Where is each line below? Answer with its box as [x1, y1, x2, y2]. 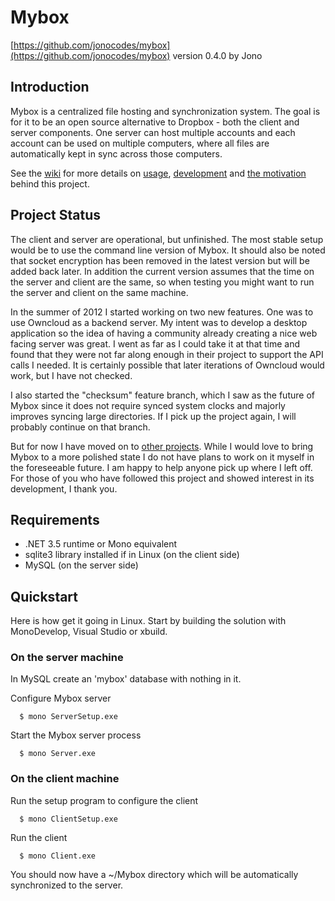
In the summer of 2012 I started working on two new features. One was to [10, 306, 314, 318]
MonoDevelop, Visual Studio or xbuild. [10, 626, 168, 638]
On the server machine [10, 651, 124, 665]
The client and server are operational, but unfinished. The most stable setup [10, 233, 324, 245]
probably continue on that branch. [10, 421, 151, 433]
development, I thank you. [10, 482, 118, 495]
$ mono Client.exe [19, 851, 97, 861]
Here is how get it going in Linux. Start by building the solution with [10, 615, 287, 627]
